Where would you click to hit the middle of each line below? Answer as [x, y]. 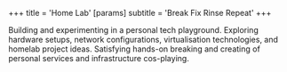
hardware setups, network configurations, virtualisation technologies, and [143, 40]
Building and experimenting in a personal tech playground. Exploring [133, 30]
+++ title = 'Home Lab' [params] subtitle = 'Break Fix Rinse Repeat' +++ [140, 13]
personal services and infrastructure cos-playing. [99, 58]
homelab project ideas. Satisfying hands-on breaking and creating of [135, 49]
